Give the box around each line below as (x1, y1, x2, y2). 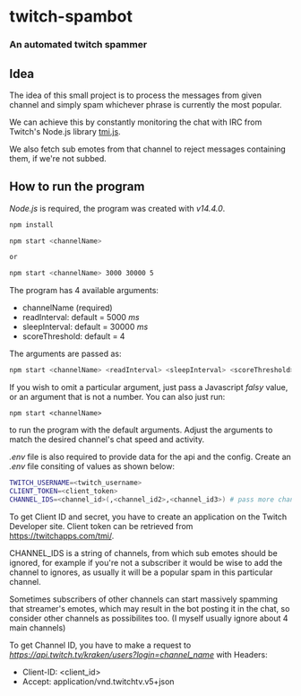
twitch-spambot (9, 6, 133, 27)
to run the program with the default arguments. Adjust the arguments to (9, 424, 273, 436)
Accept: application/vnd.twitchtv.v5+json (21, 675, 175, 687)
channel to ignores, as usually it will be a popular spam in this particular (9, 567, 273, 578)
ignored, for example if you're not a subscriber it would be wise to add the (9, 557, 283, 568)
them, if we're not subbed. (9, 152, 107, 163)
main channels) (9, 622, 66, 633)
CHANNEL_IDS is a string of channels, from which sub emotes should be (9, 547, 278, 558)
